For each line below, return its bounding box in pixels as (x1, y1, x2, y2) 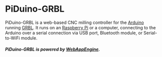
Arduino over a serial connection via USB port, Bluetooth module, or (5, 30, 143, 36)
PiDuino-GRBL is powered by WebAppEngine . (5, 46, 100, 52)
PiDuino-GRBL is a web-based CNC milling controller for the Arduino (5, 19, 144, 25)
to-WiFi (5, 35, 20, 41)
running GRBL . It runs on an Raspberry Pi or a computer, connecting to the (5, 24, 156, 30)
